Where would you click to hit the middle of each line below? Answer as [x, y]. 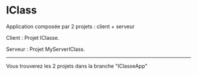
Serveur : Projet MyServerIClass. [45, 49]
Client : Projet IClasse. [33, 37]
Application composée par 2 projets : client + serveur [70, 26]
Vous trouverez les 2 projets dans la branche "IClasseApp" [77, 66]
